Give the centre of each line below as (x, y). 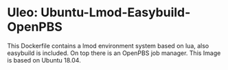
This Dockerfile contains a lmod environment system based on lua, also (108, 46)
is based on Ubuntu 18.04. (44, 60)
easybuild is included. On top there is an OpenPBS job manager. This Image (114, 53)
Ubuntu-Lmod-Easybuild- (115, 13)
